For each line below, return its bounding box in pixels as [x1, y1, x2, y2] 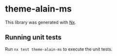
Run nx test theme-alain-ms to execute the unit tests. [5, 46, 113, 52]
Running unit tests [5, 33, 62, 42]
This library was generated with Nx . [5, 19, 76, 25]
